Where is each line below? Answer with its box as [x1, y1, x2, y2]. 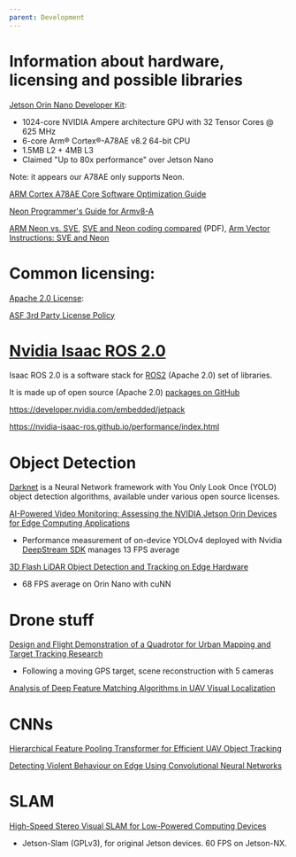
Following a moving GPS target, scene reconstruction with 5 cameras [21, 666, 274, 676]
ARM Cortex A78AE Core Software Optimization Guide [9, 188, 207, 199]
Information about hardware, [9, 51, 224, 71]
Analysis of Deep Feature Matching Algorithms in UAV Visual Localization [9, 683, 276, 694]
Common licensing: [9, 263, 156, 284]
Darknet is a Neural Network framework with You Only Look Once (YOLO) [9, 482, 277, 493]
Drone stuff [9, 610, 95, 630]
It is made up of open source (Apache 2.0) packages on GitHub [9, 387, 240, 398]
